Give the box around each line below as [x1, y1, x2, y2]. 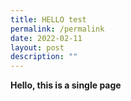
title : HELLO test [10, 14, 87, 25]
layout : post [10, 42, 65, 53]
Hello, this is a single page [10, 79, 122, 91]
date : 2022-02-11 [10, 33, 83, 43]
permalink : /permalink [10, 24, 105, 34]
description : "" [10, 52, 78, 62]
